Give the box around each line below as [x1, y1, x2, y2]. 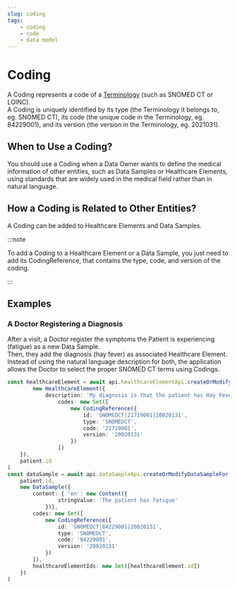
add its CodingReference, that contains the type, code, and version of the [7, 256, 221, 265]
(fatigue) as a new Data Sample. [7, 343, 101, 351]
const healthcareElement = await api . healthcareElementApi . [7, 379, 188, 386]
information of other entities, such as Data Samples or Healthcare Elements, [7, 167, 228, 175]
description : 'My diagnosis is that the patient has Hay [44, 392, 217, 399]
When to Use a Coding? [7, 141, 113, 153]
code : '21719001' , [83, 424, 138, 432]
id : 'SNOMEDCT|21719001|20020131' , [83, 411, 188, 419]
